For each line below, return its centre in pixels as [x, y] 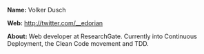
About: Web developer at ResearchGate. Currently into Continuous [102, 36]
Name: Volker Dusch [37, 10]
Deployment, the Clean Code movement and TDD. [78, 43]
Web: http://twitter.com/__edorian [55, 23]
